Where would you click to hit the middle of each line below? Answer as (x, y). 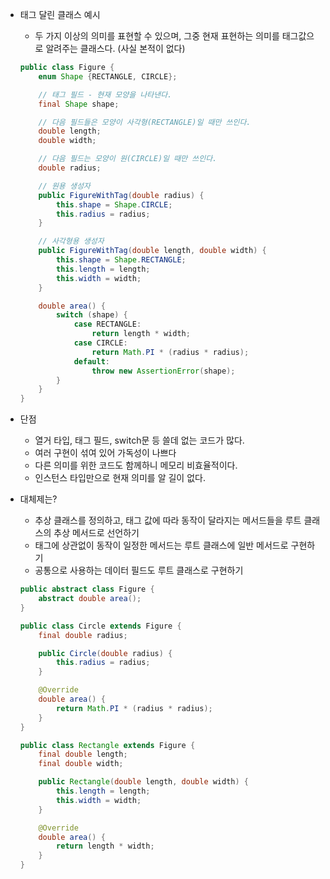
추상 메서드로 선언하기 (96, 533)
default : (91, 361)
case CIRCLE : (100, 343)
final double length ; (83, 754)
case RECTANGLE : (107, 324)
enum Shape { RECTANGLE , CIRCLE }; (108, 76)
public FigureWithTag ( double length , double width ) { (152, 251)
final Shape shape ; (79, 104)
